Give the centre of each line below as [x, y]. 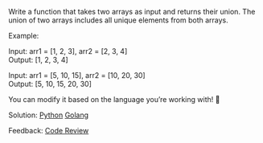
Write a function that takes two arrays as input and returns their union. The [132, 12]
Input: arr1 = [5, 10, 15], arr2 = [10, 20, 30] [77, 75]
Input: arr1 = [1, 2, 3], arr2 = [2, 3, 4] [68, 51]
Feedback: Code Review [49, 131]
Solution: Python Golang [49, 115]
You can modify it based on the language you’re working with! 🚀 [114, 99]
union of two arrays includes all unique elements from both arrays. [119, 20]
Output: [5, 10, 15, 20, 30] [50, 84]
